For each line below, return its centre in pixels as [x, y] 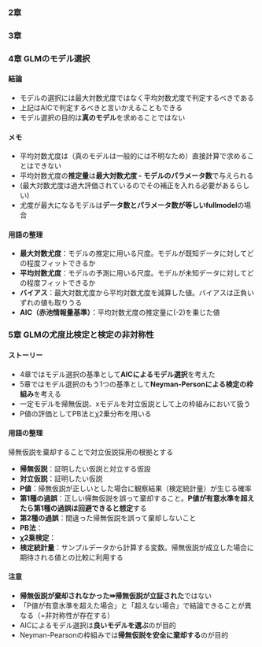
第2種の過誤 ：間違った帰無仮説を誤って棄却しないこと [108, 518]
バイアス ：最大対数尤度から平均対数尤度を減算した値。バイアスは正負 [133, 293]
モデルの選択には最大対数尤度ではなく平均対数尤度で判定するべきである [137, 98]
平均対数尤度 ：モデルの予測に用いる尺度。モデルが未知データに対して [133, 273]
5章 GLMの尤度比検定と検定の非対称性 [81, 335]
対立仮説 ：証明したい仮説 [61, 479]
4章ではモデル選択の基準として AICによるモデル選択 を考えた [117, 374]
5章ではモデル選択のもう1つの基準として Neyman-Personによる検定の [133, 384]
